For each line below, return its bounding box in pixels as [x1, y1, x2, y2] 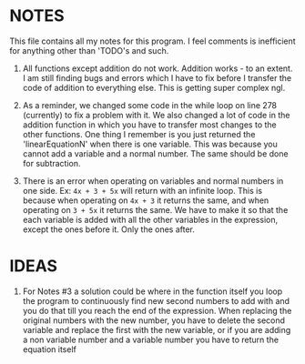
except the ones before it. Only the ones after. [22, 224, 196, 235]
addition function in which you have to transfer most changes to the [22, 119, 277, 130]
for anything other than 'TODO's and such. [9, 45, 169, 56]
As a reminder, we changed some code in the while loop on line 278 [22, 99, 278, 110]
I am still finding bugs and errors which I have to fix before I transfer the [22, 72, 292, 83]
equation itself [22, 343, 77, 355]
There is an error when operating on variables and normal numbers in [22, 175, 284, 187]
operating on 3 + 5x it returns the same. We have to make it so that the [22, 204, 289, 215]
